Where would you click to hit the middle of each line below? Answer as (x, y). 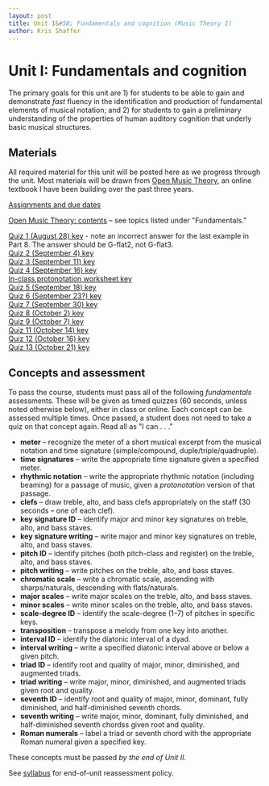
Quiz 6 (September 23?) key (55, 296)
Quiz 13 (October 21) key (49, 347)
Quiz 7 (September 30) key (53, 305)
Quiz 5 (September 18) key (52, 288)
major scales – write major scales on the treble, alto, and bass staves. (136, 596)
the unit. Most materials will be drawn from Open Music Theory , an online (130, 181)
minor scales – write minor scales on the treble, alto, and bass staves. (136, 605)
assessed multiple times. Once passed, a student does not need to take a (130, 418)
